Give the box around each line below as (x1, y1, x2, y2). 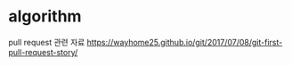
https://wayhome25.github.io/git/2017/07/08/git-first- (86, 37, 283, 47)
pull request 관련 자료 (8, 37, 85, 47)
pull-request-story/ (8, 46, 78, 57)
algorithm (8, 6, 82, 27)
